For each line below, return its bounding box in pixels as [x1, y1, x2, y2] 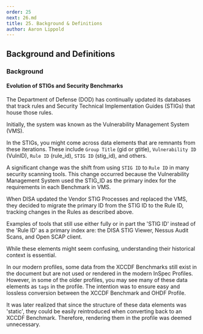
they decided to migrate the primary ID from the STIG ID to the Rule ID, [6, 201, 184, 209]
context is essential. [6, 251, 57, 259]
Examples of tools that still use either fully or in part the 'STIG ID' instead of [6, 220, 196, 227]
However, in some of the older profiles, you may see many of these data [6, 276, 188, 283]
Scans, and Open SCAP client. [6, 233, 83, 240]
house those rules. [6, 108, 53, 116]
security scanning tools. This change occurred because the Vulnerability [6, 170, 190, 177]
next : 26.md [6, 15, 37, 21]
